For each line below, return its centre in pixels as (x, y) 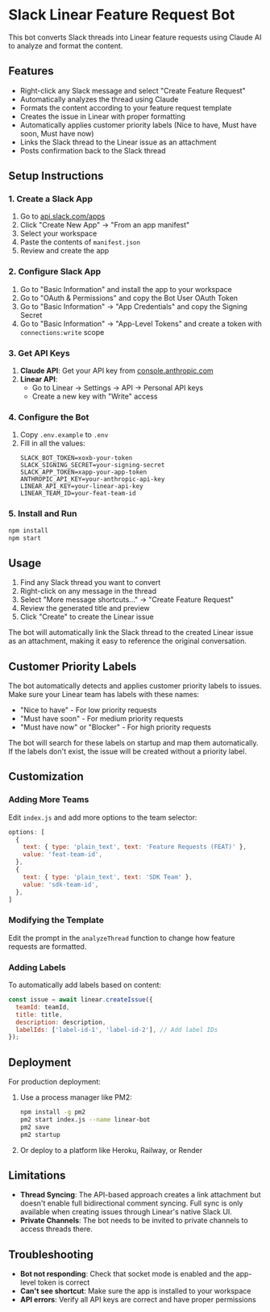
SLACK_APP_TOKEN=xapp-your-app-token (83, 472)
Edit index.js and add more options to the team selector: (103, 817)
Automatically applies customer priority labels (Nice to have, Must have (138, 125)
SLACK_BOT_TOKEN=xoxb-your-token (76, 458)
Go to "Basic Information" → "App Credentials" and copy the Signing (134, 306)
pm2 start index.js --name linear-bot (85, 1119)
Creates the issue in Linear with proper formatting (102, 116)
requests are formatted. (48, 946)
